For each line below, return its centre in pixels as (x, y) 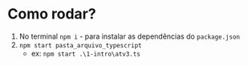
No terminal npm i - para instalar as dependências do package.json (129, 36)
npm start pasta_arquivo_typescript (80, 45)
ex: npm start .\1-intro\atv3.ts (86, 53)
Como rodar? (52, 14)
